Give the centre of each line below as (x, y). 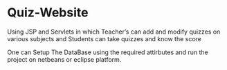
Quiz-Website (48, 13)
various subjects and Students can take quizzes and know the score (105, 38)
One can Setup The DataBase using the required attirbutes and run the (108, 52)
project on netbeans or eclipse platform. (64, 59)
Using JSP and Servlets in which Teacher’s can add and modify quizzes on (114, 32)
